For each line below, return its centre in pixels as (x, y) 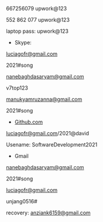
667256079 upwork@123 (37, 8)
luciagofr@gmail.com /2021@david (48, 133)
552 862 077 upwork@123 (38, 20)
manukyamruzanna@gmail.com (44, 99)
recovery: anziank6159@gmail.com (48, 213)
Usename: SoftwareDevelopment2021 (52, 145)
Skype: (23, 42)
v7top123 (17, 88)
